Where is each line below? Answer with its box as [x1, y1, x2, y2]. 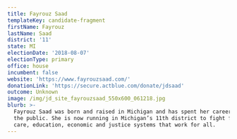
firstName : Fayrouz [7, 23, 65, 30]
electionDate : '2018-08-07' [7, 50, 90, 57]
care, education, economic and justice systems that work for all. [13, 121, 217, 128]
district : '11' [7, 37, 52, 44]
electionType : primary [7, 56, 74, 63]
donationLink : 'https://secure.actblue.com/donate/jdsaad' [7, 82, 185, 89]
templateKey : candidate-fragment [7, 17, 106, 24]
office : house [7, 62, 49, 69]
